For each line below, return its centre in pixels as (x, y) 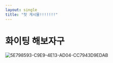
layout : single (21, 10)
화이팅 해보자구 (35, 41)
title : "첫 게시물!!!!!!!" (32, 15)
